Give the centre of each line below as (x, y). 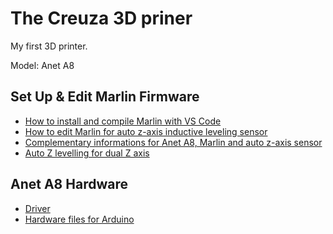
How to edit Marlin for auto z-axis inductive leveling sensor (146, 131)
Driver (37, 208)
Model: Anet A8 (42, 65)
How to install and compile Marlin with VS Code (123, 121)
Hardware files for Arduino (79, 219)
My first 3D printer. (49, 46)
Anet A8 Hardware (69, 184)
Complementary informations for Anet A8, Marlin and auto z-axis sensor (173, 142)
